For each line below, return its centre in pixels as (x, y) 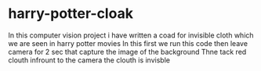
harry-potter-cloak (71, 14)
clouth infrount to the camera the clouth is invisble (89, 60)
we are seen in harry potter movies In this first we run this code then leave (128, 43)
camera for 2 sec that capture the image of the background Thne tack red (127, 51)
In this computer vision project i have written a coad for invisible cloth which (131, 35)
